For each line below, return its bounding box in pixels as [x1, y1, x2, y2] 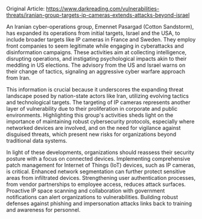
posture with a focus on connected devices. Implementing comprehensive [6, 155, 191, 162]
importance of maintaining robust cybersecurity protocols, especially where [6, 118, 195, 125]
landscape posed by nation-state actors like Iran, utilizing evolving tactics [6, 93, 189, 99]
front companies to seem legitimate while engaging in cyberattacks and [6, 42, 184, 49]
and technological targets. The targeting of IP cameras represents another [6, 99, 191, 106]
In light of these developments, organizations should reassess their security [6, 149, 195, 156]
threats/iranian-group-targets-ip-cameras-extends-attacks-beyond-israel [6, 11, 190, 19]
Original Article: [6, 5, 45, 12]
